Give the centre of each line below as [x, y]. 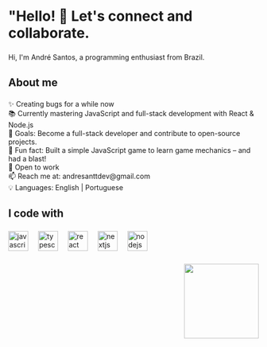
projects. [23, 142]
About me [33, 82]
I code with [36, 213]
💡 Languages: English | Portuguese [66, 188]
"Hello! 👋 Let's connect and [101, 16]
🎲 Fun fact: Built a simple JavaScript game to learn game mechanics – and [130, 150]
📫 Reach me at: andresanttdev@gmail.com [79, 176]
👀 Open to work [34, 167]
